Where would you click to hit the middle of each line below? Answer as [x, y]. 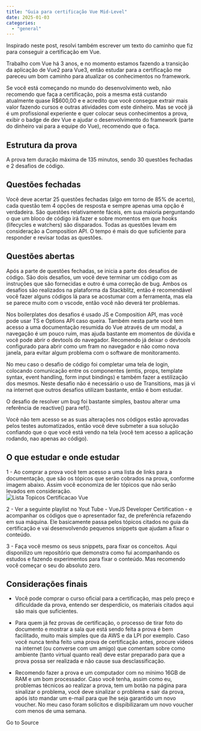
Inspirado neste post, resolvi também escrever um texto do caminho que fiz [100, 46]
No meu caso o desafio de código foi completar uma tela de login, [88, 364]
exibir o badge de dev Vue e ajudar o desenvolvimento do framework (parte [100, 120]
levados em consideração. [39, 491]
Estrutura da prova [42, 145]
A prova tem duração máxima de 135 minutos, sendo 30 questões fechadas [100, 160]
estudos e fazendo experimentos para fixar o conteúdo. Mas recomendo [96, 559]
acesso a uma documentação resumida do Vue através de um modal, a [94, 327]
